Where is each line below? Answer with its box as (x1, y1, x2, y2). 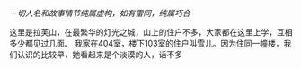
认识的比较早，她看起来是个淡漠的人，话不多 (16, 49, 182, 60)
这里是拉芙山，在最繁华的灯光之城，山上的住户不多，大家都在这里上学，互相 (9, 27, 293, 38)
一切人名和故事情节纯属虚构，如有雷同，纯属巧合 (9, 8, 190, 18)
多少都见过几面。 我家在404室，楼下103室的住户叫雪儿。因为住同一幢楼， (9, 38, 285, 48)
